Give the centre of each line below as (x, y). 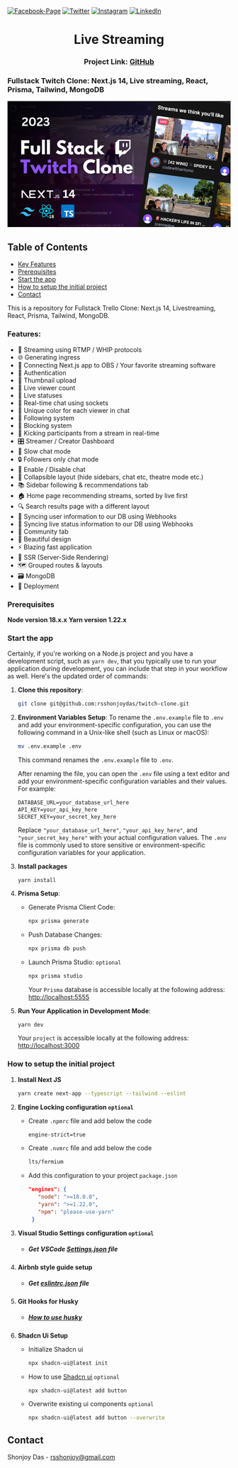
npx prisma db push (57, 948)
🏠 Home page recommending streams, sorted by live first (102, 495)
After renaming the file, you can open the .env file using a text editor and (124, 773)
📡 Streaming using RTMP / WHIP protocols (80, 349)
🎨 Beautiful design (44, 539)
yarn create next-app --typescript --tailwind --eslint (102, 1093)
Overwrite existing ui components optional (91, 1404)
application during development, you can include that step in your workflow (118, 669)
